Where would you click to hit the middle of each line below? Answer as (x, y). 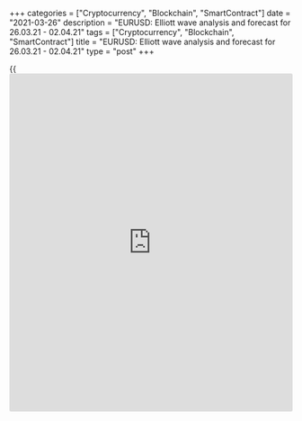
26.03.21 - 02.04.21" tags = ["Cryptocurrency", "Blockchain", (122, 32)
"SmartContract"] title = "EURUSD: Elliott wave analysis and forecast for (142, 41)
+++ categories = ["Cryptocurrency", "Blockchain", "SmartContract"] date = (150, 13)
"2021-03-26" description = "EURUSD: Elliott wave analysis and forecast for (150, 23)
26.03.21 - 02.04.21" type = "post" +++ (82, 51)
